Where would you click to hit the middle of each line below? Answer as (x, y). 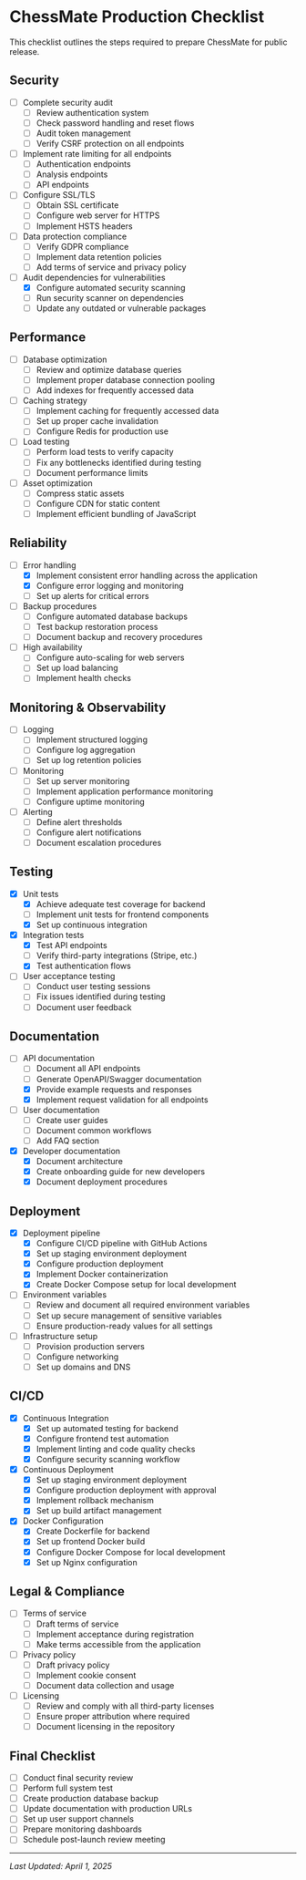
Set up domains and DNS (83, 1367)
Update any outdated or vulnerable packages (121, 308)
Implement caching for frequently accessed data (127, 411)
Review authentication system (92, 112)
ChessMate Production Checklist (137, 17)
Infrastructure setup (60, 1336)
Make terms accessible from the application (118, 1644)
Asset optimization (57, 483)
